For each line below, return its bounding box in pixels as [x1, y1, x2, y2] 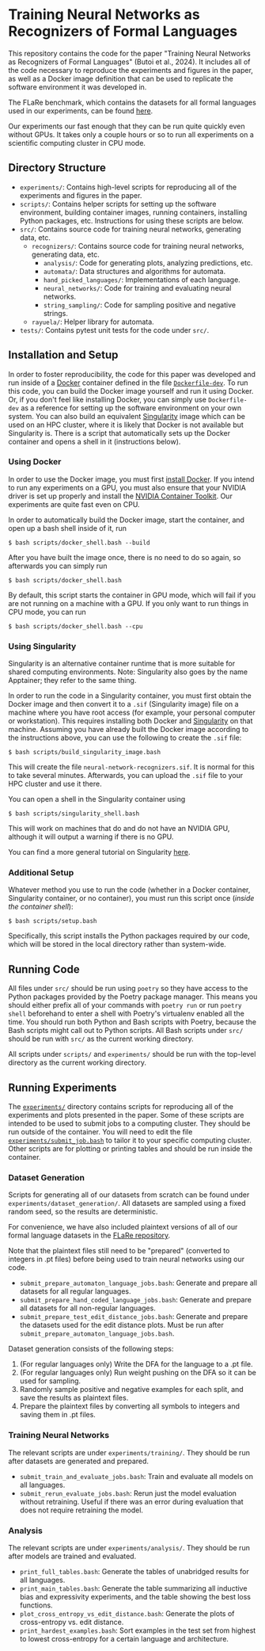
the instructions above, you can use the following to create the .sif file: [8, 733, 242, 742]
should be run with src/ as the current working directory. [8, 1034, 194, 1043]
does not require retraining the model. [19, 1505, 144, 1515]
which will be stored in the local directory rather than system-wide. [8, 940, 227, 949]
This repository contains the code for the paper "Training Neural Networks [8, 48, 251, 58]
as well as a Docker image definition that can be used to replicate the [8, 74, 233, 83]
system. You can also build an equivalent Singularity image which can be [8, 411, 246, 421]
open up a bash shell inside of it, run [8, 523, 127, 532]
